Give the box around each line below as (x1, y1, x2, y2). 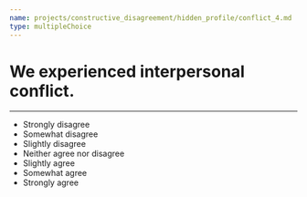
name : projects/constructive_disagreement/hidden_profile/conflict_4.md (9, 13, 292, 23)
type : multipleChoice (9, 22, 92, 31)
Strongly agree (22, 177, 79, 188)
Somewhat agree (22, 168, 88, 179)
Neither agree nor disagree (22, 148, 125, 160)
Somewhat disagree (22, 129, 99, 140)
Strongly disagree (22, 119, 90, 130)
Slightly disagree (22, 139, 87, 150)
